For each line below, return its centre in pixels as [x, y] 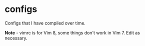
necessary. [16, 38]
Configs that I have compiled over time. [45, 23]
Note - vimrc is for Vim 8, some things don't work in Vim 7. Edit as [72, 32]
